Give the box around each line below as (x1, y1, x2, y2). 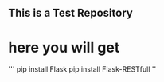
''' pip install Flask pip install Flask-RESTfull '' (8, 64, 157, 74)
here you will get (8, 38, 120, 57)
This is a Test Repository (8, 6, 133, 20)
